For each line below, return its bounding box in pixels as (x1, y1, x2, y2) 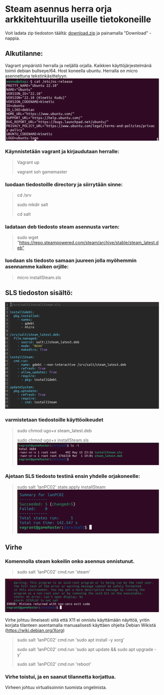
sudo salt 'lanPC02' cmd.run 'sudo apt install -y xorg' (17, 637, 124, 643)
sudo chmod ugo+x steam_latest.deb (17, 427, 92, 433)
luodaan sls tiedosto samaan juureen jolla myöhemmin (5, 257, 137, 264)
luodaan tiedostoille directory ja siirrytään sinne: (5, 181, 123, 188)
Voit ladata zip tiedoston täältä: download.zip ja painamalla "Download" (5, 30, 148, 36)
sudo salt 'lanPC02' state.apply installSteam (17, 484, 106, 490)
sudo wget (17, 234, 39, 241)
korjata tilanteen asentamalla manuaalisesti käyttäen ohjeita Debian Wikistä (5, 622, 156, 628)
